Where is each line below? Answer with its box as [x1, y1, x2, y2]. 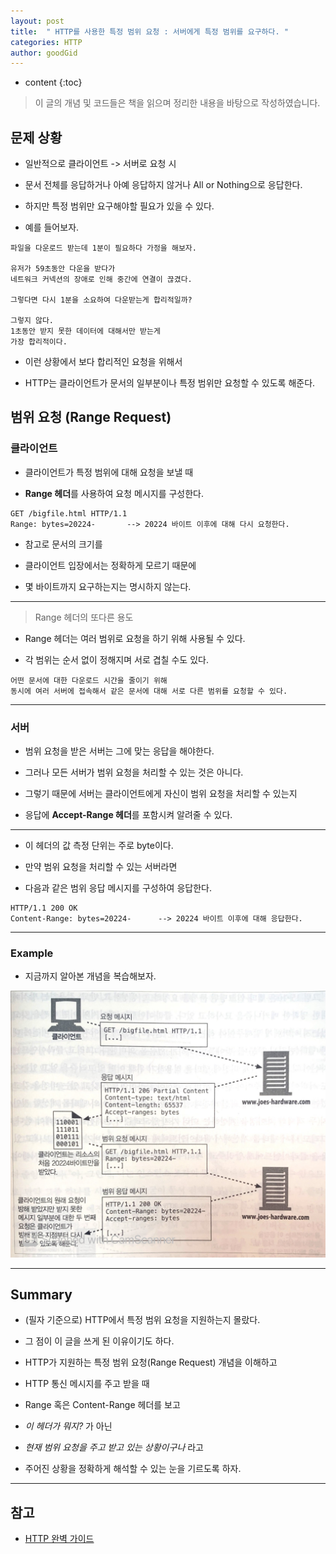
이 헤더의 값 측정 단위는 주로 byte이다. [24, 840, 174, 852]
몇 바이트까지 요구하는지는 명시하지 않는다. [24, 580, 192, 592]
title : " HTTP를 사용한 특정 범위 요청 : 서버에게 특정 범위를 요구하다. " [10, 26, 289, 37]
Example [10, 946, 54, 960]
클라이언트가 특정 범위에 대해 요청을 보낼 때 [24, 466, 194, 478]
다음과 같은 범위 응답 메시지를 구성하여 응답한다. [24, 882, 212, 894]
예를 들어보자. [24, 221, 80, 234]
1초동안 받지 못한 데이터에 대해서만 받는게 [10, 326, 161, 337]
